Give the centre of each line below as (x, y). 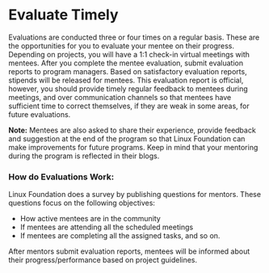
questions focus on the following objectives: (82, 203)
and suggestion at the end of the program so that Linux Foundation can (127, 138)
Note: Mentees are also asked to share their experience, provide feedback (132, 130)
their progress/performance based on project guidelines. (103, 260)
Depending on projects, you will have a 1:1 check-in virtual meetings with (129, 54)
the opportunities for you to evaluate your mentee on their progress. (122, 45)
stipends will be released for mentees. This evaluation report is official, (126, 80)
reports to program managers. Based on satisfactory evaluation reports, (128, 71)
